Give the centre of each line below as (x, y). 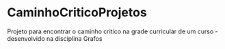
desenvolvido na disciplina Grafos (55, 38)
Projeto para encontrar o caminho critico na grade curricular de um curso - (112, 31)
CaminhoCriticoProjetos (77, 13)
